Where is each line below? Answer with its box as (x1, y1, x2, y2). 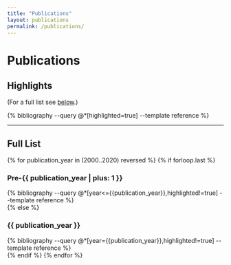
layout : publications (7, 17, 69, 23)
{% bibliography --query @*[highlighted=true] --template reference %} (7, 112, 210, 120)
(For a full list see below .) (7, 98, 78, 107)
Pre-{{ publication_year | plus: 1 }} (7, 173, 123, 183)
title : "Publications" (7, 10, 72, 17)
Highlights (7, 80, 53, 92)
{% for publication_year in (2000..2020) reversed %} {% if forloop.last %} (7, 156, 216, 165)
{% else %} (7, 204, 40, 212)
